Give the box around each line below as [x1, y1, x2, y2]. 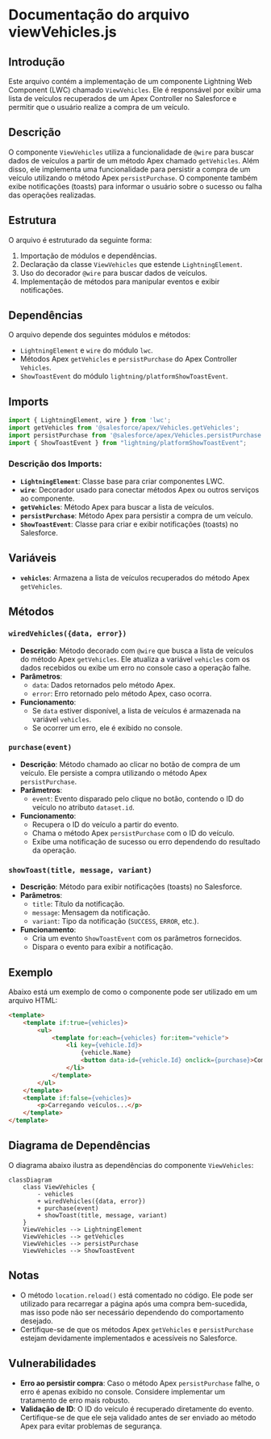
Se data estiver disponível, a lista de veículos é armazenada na [31, 705, 241, 715]
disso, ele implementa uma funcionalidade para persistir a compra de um [8, 164, 251, 174]
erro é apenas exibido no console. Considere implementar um [19, 1386, 226, 1396]
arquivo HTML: [8, 995, 58, 1005]
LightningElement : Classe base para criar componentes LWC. [19, 476, 225, 486]
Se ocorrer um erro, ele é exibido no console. [31, 722, 183, 733]
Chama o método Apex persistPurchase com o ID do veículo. [31, 827, 236, 838]
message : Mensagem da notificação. [31, 908, 151, 917]
